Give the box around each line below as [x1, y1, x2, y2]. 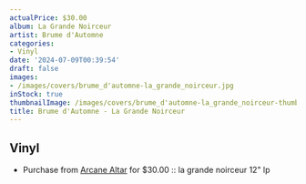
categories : [9, 38, 55, 48]
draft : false [9, 65, 59, 74]
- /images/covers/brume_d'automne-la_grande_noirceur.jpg [9, 81, 234, 90]
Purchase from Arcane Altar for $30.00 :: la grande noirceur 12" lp [22, 165, 270, 176]
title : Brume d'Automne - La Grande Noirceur [9, 107, 185, 116]
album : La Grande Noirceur [9, 22, 112, 31]
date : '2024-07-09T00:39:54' [9, 56, 120, 65]
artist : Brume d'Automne [9, 30, 104, 39]
